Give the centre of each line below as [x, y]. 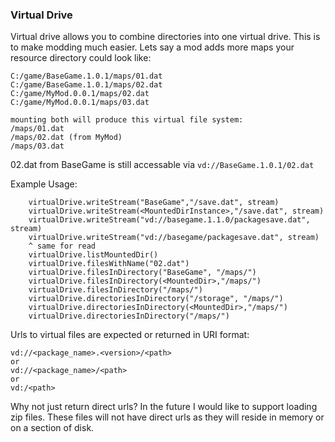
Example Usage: [44, 184]
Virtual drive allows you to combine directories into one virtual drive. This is [165, 37]
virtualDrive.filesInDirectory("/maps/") [115, 290]
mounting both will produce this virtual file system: [127, 120]
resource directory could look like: [81, 58]
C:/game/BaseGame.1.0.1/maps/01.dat [86, 76]
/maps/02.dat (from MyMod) [66, 138]
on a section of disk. [52, 428]
